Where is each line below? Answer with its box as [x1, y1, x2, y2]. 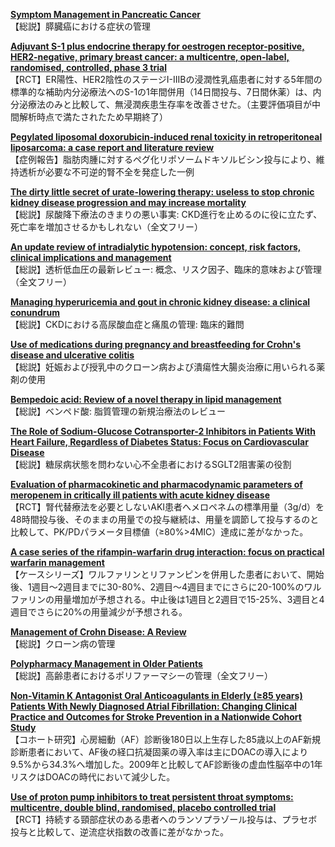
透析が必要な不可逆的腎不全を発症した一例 [18, 166, 195, 178]
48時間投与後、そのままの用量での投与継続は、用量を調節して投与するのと [10, 514, 320, 525]
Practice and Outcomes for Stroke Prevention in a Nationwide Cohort [10, 711, 302, 723]
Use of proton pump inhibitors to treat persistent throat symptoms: [10, 791, 294, 803]
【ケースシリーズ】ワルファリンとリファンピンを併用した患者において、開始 [10, 569, 325, 580]
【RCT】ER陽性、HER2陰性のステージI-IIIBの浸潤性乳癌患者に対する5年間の [10, 74, 323, 85]
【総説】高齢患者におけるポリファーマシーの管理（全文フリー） [10, 670, 273, 681]
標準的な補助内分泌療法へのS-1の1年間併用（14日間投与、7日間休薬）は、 [10, 86, 313, 98]
